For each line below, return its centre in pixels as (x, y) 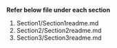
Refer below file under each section (58, 10)
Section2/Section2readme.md (59, 31)
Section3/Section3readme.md (59, 38)
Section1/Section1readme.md (57, 23)
